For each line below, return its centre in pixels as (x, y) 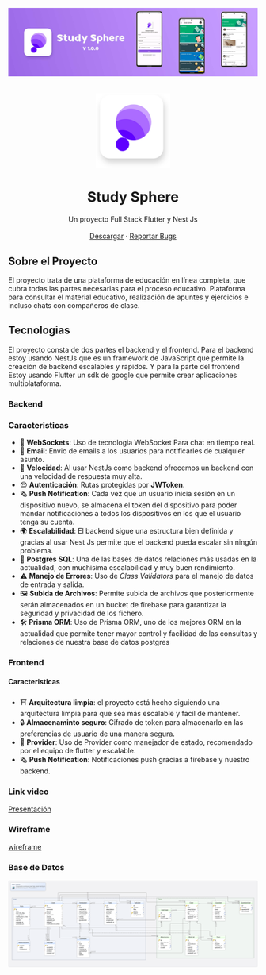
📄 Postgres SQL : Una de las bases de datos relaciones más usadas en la (138, 559)
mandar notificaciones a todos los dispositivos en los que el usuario (130, 514)
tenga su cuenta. (47, 522)
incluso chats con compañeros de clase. (74, 306)
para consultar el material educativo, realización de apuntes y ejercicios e (128, 297)
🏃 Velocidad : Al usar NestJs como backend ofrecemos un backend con (137, 468)
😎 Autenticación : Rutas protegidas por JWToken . (102, 485)
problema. (36, 551)
